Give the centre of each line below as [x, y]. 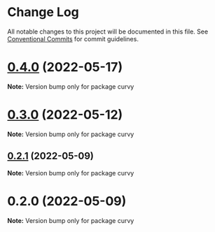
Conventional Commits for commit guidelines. [73, 38]
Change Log [43, 12]
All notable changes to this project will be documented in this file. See [108, 31]
